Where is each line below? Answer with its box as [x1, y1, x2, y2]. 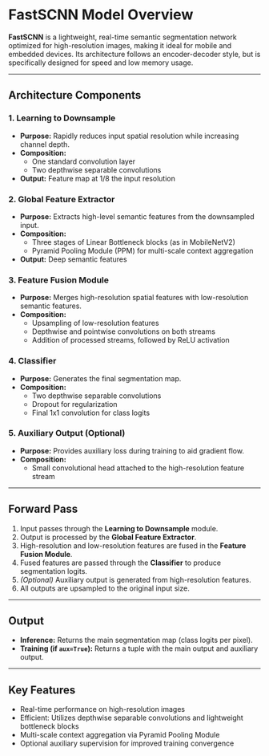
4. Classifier [8, 356, 57, 367]
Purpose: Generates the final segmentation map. [19, 373, 182, 383]
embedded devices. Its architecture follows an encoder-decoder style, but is [8, 49, 261, 59]
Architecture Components [8, 88, 142, 102]
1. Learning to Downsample [8, 112, 116, 124]
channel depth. [19, 139, 70, 149]
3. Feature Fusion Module [8, 274, 110, 286]
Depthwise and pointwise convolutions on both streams [31, 327, 216, 336]
